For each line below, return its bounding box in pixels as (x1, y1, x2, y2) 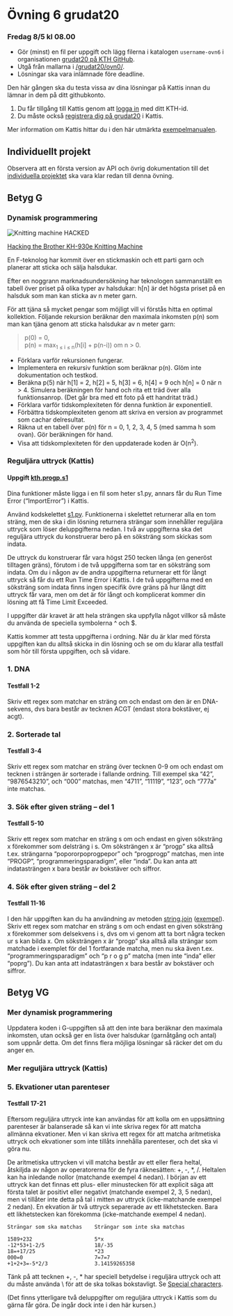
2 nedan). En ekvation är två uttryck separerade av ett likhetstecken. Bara (7, 1202, 218, 1211)
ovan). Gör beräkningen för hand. (17, 430, 113, 438)
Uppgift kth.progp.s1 (7, 473, 68, 482)
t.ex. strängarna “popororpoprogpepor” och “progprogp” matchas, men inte (7, 849, 225, 858)
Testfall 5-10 (7, 819, 45, 827)
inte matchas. (7, 784, 47, 792)
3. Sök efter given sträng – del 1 (7, 801, 115, 811)
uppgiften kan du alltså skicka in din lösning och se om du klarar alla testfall (7, 639, 224, 648)
